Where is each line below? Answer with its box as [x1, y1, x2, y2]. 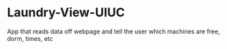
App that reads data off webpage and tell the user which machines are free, [7, 27, 220, 35]
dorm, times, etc [7, 34, 53, 42]
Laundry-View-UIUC [7, 5, 125, 20]
